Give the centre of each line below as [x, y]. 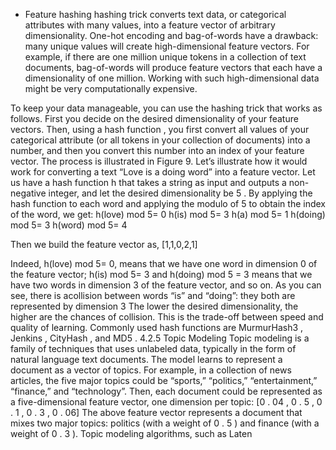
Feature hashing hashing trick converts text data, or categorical [155, 14]
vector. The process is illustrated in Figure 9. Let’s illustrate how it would [159, 161]
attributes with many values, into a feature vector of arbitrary [150, 25]
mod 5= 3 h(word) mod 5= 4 [69, 225]
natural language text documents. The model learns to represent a [146, 359]
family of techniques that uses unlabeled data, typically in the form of [153, 348]
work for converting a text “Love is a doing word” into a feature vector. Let [163, 172]
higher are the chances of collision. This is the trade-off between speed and [167, 317]
